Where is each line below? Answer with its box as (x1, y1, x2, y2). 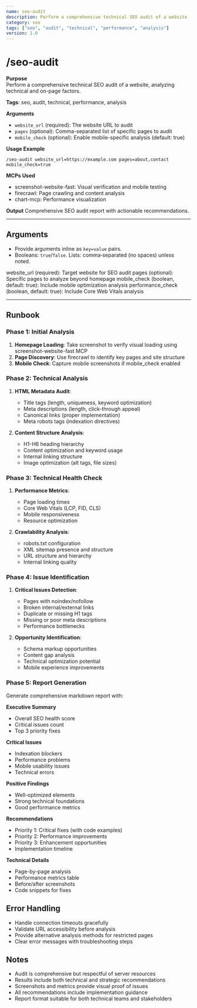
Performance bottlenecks (23, 622, 85, 630)
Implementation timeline (14, 845, 73, 852)
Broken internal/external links (23, 604, 94, 611)
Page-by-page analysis (14, 868, 72, 875)
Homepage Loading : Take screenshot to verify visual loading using (14, 341, 178, 348)
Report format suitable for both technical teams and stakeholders (14, 995, 172, 1002)
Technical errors (14, 768, 55, 775)
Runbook (6, 310, 40, 320)
